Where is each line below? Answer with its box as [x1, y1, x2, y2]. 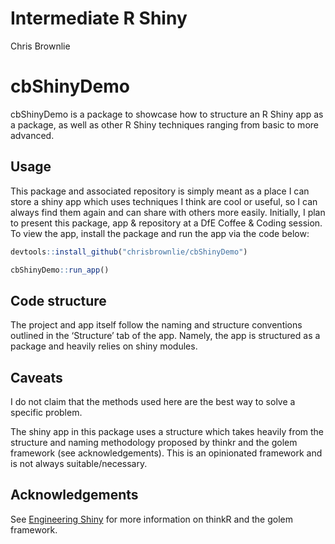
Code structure [10, 292, 107, 309]
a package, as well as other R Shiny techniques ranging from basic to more [10, 118, 319, 131]
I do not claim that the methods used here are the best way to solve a [10, 396, 296, 408]
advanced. [10, 129, 55, 141]
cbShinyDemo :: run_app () [10, 265, 110, 275]
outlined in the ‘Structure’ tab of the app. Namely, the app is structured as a [10, 330, 321, 342]
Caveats [10, 369, 63, 386]
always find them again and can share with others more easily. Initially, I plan [10, 206, 326, 218]
